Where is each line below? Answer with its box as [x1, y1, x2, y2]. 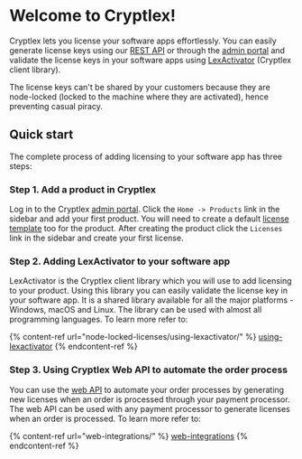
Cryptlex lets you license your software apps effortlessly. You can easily [9, 35, 277, 46]
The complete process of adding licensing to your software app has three [9, 151, 282, 162]
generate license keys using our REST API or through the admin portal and [9, 44, 286, 55]
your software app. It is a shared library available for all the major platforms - [9, 295, 294, 305]
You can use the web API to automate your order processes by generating [9, 384, 285, 395]
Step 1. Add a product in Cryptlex [9, 183, 156, 195]
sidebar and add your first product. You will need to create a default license [9, 213, 290, 224]
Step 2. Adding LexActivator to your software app [9, 255, 231, 267]
